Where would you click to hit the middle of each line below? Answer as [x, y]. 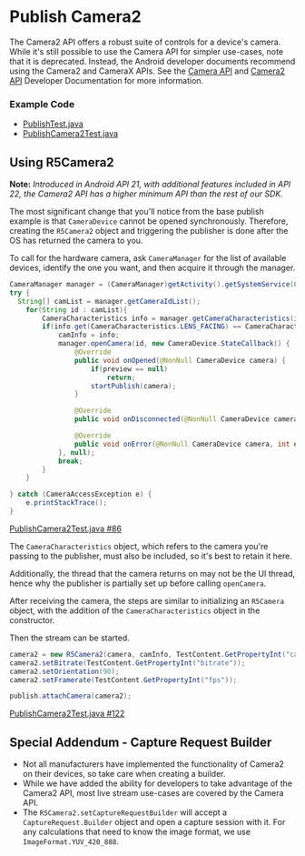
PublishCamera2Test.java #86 [66, 529]
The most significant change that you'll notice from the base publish [137, 212]
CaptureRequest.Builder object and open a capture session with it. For [154, 822]
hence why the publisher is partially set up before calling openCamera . [138, 583]
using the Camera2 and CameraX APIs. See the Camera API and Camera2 [148, 71]
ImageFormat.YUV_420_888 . [71, 841]
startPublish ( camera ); [133, 386]
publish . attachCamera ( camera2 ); [70, 696]
